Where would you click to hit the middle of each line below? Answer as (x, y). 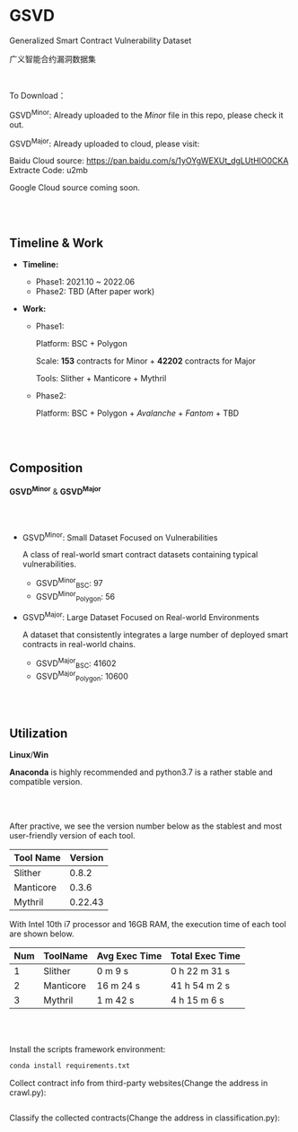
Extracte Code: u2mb (48, 171)
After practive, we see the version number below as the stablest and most (146, 826)
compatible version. (46, 782)
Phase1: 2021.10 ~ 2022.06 (85, 282)
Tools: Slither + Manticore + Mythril (101, 379)
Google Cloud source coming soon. (75, 188)
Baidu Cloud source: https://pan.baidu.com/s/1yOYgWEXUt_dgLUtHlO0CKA (149, 161)
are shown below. (42, 934)
